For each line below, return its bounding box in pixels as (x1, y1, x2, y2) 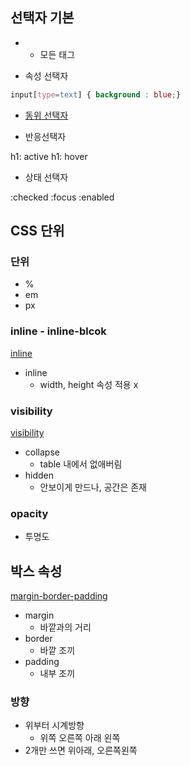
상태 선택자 (24, 171, 69, 183)
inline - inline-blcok (10, 324, 107, 338)
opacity (10, 506, 49, 520)
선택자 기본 (10, 9, 75, 27)
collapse (24, 446, 60, 458)
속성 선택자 (24, 69, 69, 82)
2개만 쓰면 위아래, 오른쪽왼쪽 (24, 744, 138, 757)
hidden (24, 469, 55, 481)
